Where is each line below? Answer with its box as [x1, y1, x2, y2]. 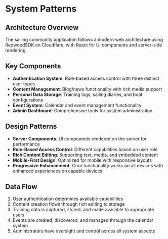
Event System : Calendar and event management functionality [12, 102, 142, 108]
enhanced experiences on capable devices [12, 168, 103, 174]
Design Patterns [5, 122, 57, 131]
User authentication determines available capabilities [12, 196, 123, 202]
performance [12, 141, 40, 147]
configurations [12, 97, 44, 103]
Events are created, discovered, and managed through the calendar [12, 217, 154, 223]
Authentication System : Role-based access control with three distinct [12, 75, 159, 81]
